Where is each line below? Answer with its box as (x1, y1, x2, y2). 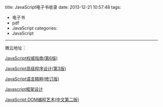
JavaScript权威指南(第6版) (5, 55, 58, 61)
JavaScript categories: (12, 25, 57, 31)
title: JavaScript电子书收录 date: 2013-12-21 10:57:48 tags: (5, 4, 121, 10)
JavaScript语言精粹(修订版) (5, 76, 60, 82)
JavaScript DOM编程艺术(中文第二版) (5, 97, 79, 102)
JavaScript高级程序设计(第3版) (5, 66, 66, 71)
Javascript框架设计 (5, 87, 43, 92)
